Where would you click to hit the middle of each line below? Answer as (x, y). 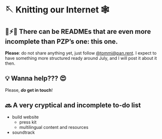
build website (25, 117)
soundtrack (23, 132)
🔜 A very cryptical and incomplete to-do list (73, 105)
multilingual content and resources (54, 127)
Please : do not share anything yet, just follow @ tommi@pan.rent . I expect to (81, 53)
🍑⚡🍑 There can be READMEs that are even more (78, 32)
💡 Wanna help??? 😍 (36, 78)
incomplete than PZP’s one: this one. (61, 41)
